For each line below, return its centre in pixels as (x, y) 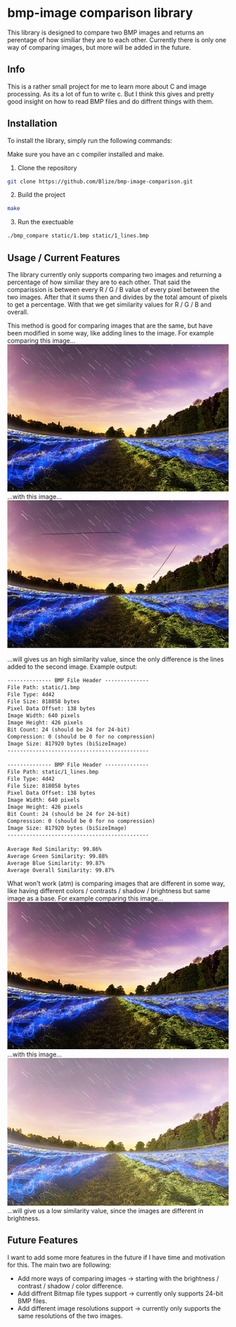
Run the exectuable (45, 222)
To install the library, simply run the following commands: (90, 140)
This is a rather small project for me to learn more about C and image (107, 86)
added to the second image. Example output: (72, 667)
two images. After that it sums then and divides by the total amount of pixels (117, 297)
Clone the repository (47, 167)
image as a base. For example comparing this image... (85, 898)
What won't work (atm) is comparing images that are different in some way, (116, 883)
